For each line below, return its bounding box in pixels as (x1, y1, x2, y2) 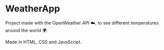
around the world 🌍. (5, 27, 48, 33)
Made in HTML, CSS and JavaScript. (5, 38, 82, 45)
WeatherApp (5, 3, 60, 14)
